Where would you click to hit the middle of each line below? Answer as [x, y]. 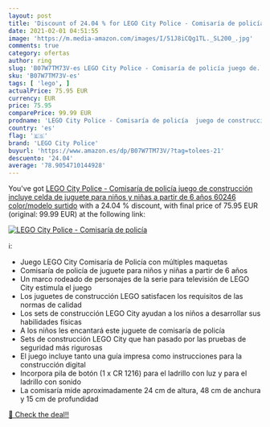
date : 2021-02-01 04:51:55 [53, 31]
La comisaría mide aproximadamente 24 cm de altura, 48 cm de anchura [140, 391]
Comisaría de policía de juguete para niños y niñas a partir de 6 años [133, 271]
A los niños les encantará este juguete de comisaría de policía [122, 330]
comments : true [34, 46]
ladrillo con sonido [51, 382]
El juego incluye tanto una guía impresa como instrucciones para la [131, 356]
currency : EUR [32, 98]
